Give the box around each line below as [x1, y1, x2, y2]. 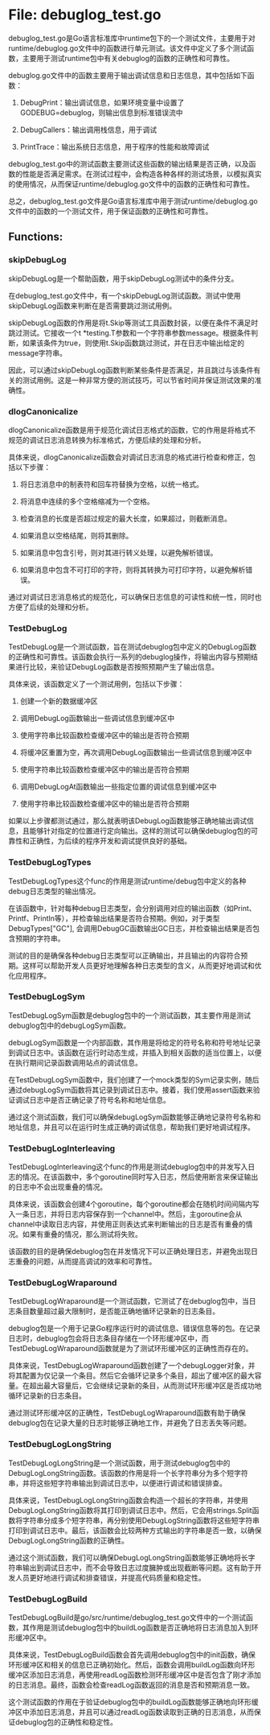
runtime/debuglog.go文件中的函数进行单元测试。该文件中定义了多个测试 [8, 43, 247, 53]
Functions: [8, 230, 63, 244]
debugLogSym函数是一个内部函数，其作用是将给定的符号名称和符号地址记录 [8, 1037, 261, 1047]
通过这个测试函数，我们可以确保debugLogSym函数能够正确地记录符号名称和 [8, 1112, 261, 1122]
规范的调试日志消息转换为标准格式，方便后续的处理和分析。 [8, 435, 206, 444]
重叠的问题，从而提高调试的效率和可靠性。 [14, 1257, 157, 1267]
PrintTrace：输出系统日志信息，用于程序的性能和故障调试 [19, 142, 210, 151]
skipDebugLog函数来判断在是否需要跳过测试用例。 [8, 300, 177, 311]
